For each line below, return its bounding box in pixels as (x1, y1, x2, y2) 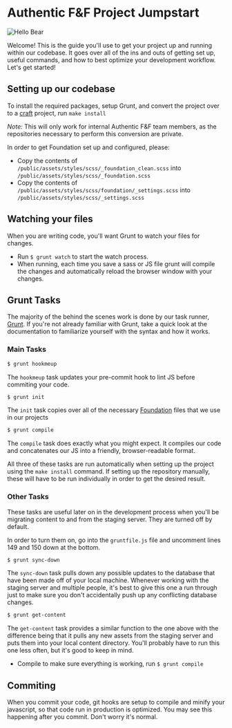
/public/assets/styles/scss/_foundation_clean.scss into (17, 164, 182, 172)
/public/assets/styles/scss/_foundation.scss (17, 172, 151, 179)
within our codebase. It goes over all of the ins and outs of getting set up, (7, 48, 216, 57)
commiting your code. (7, 380, 70, 389)
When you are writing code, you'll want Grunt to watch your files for (7, 232, 200, 240)
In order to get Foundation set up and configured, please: (7, 143, 171, 151)
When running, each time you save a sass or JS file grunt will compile (17, 259, 215, 268)
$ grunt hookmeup (7, 360, 57, 367)
